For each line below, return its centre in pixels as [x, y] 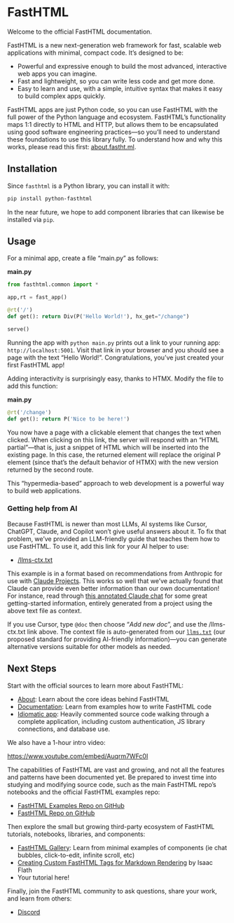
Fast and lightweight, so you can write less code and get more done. [116, 81]
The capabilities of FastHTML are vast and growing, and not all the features [116, 770]
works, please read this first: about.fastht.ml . [72, 146]
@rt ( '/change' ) [29, 412]
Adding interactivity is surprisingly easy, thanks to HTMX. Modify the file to [116, 378]
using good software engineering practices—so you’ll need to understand [114, 132]
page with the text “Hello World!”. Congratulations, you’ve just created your [116, 357]
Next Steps [32, 669]
